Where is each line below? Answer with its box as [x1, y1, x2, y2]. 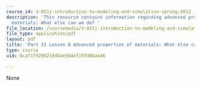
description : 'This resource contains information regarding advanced [6, 14, 186, 20]
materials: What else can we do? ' [11, 20, 100, 26]
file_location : [6, 25, 44, 31]
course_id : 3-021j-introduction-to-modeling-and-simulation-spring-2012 [6, 8, 191, 15]
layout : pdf [6, 36, 36, 42]
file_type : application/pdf [6, 31, 77, 37]
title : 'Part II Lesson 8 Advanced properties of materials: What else [6, 42, 188, 48]
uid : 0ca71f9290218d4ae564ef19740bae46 [6, 53, 106, 59]
